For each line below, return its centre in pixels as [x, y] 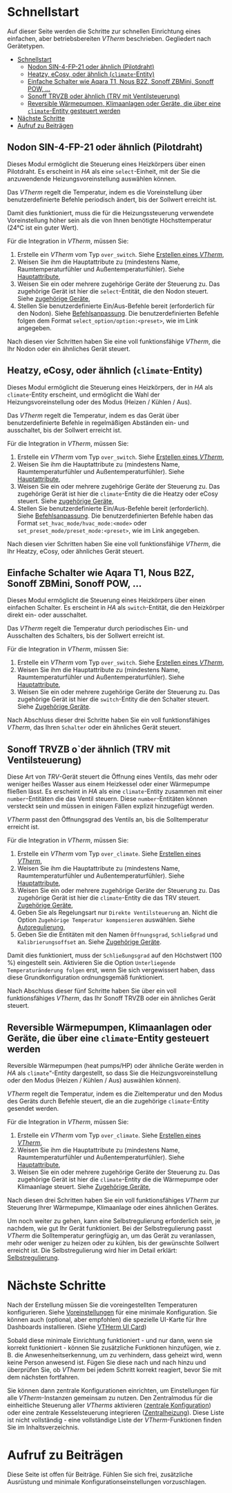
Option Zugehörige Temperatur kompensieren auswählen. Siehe [106, 920]
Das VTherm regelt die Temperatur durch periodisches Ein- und [98, 628]
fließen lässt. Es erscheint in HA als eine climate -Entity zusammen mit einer [115, 791]
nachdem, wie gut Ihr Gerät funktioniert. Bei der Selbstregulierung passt [109, 1228]
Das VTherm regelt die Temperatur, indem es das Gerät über [93, 415]
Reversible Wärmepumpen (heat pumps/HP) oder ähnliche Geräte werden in [116, 1066]
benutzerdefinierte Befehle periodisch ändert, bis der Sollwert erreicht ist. [112, 199]
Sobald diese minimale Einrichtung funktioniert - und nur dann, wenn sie [110, 1340]
